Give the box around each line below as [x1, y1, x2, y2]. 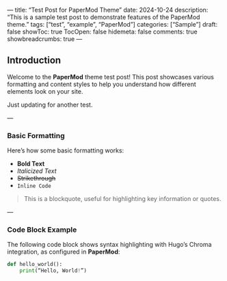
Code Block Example [7, 225, 77, 235]
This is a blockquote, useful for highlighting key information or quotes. [23, 195, 222, 203]
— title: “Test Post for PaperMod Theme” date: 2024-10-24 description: [7, 6, 209, 14]
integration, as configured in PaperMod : [7, 247, 120, 256]
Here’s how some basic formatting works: [7, 146, 124, 155]
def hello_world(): [7, 261, 63, 268]
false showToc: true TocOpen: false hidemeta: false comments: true [7, 27, 198, 36]
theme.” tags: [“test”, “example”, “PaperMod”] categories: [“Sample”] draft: [7, 21, 217, 28]
